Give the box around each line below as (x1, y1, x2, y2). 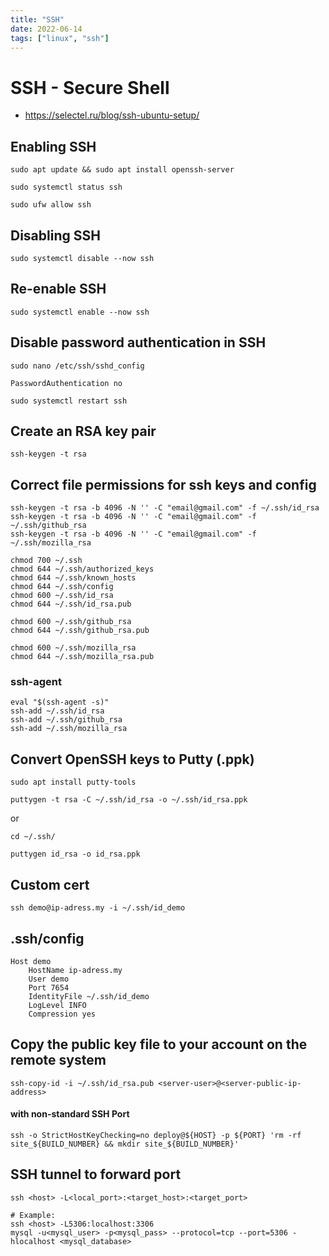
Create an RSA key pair (10, 422, 157, 440)
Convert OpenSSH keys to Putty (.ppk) (10, 751, 255, 768)
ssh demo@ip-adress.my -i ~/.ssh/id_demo (10, 903, 186, 913)
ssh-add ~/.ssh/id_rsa (10, 706, 105, 716)
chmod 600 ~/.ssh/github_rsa (10, 617, 132, 627)
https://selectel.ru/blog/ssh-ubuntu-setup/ (24, 109, 200, 121)
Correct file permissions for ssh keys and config (10, 476, 317, 493)
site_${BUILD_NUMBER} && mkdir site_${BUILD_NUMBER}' (10, 1139, 240, 1149)
